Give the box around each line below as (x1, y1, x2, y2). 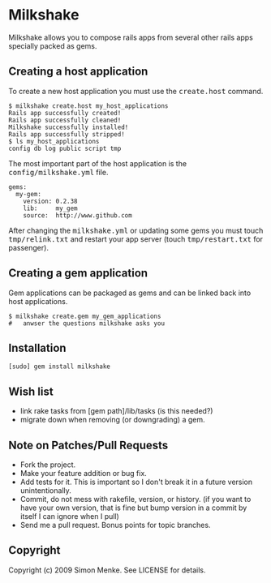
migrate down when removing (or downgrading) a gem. (19, 415, 205, 425)
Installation (8, 341, 67, 354)
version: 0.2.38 (23, 197, 79, 205)
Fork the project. (19, 460, 76, 469)
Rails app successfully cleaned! (8, 116, 122, 124)
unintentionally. (19, 486, 71, 495)
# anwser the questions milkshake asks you (8, 319, 165, 328)
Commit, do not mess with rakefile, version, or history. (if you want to (19, 495, 252, 504)
